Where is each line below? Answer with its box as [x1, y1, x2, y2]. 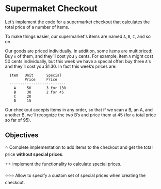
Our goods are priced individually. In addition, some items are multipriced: [5, 48, 153, 54]
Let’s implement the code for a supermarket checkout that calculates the [5, 19, 150, 25]
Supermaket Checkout [5, 3, 98, 14]
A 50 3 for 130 [14, 85, 66, 90]
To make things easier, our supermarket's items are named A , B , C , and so [5, 33, 151, 39]
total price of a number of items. [5, 24, 69, 30]
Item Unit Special [9, 73, 62, 78]
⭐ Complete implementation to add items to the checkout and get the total [5, 144, 153, 150]
